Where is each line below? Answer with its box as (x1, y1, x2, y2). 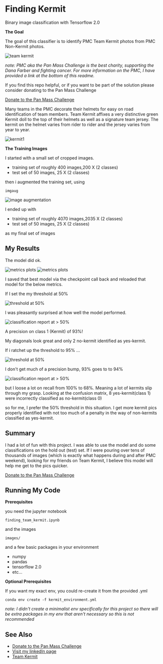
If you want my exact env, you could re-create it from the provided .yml (5, 588, 148, 594)
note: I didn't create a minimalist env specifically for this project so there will (5, 606, 158, 612)
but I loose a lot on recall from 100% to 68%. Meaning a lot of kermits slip (5, 385, 152, 391)
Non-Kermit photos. (5, 43, 45, 49)
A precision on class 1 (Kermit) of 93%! (5, 328, 83, 334)
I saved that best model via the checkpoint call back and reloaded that (5, 276, 146, 282)
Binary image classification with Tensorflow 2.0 (5, 19, 100, 25)
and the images (5, 526, 36, 532)
